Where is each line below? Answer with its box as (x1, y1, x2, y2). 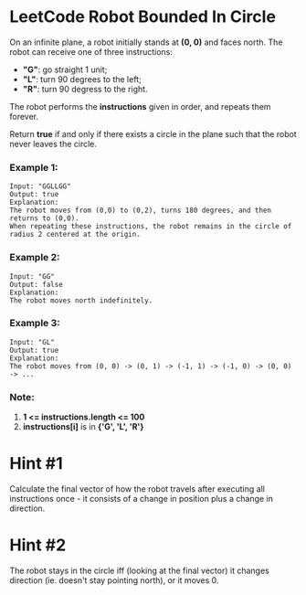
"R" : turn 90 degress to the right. (22, 83, 148, 94)
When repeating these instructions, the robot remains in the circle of (9, 222, 292, 231)
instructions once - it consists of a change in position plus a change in (9, 494, 274, 505)
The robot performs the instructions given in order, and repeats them (9, 101, 271, 112)
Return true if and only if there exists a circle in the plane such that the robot (9, 128, 297, 139)
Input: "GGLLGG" (9, 182, 71, 191)
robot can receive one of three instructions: (9, 46, 174, 57)
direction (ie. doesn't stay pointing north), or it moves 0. (9, 575, 219, 586)
